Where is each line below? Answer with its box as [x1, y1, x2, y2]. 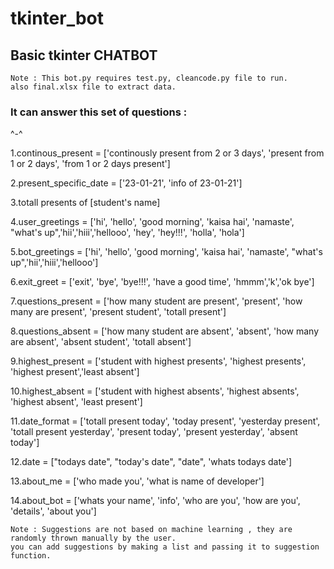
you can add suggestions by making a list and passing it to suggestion [10, 542, 320, 552]
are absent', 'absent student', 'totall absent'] [10, 336, 192, 348]
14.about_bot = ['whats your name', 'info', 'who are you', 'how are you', [10, 495, 301, 507]
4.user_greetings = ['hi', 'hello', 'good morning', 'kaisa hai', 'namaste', [10, 216, 295, 228]
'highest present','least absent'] [10, 366, 140, 378]
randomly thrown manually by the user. [10, 533, 177, 544]
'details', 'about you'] [10, 505, 97, 517]
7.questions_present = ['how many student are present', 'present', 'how [10, 295, 303, 307]
